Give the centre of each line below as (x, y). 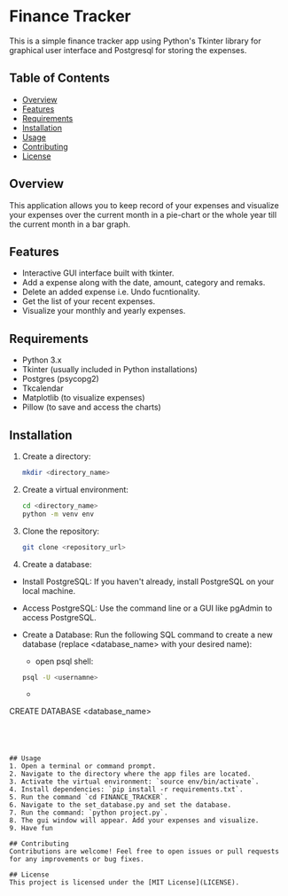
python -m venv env (58, 514)
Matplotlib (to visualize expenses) (83, 398)
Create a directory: (56, 456)
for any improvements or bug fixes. (77, 860)
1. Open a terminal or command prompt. (83, 767)
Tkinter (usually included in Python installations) (109, 370)
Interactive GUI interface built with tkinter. (98, 273)
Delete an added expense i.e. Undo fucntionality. (111, 292)
